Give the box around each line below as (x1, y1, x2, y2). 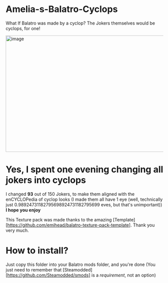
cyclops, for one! (5, 25, 40, 31)
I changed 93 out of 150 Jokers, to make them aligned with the (5, 191, 134, 197)
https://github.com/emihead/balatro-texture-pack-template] (7, 222, 131, 228)
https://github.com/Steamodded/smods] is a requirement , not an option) (7, 272, 156, 278)
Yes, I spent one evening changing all (5, 164, 163, 175)
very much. (5, 227, 29, 233)
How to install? (5, 245, 69, 256)
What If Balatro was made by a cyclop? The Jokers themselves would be (5, 20, 155, 26)
